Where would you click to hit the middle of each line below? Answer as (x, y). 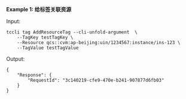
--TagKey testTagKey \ (45, 38)
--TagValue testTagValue (48, 48)
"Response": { (34, 75)
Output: (16, 59)
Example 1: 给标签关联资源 (39, 9)
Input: (13, 21)
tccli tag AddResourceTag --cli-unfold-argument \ (72, 32)
